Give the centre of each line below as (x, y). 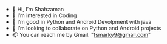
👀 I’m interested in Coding (44, 15)
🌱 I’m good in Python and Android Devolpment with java (82, 22)
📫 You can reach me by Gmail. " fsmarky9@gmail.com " (81, 35)
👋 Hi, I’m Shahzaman (38, 9)
